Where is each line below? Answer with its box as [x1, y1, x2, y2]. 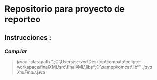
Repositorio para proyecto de [4, 3, 125, 15]
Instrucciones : [4, 33, 52, 41]
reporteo [4, 14, 41, 25]
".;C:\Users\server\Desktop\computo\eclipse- [51, 59, 142, 64]
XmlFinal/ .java [16, 69, 45, 75]
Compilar [4, 48, 27, 55]
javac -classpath [16, 59, 50, 64]
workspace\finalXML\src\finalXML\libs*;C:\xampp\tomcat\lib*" [16, 64, 142, 70]
